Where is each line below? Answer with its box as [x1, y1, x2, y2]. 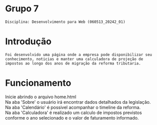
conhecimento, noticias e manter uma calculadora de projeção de [5, 57, 143, 62]
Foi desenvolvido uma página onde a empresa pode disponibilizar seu [5, 52, 153, 57]
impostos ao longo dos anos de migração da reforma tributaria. [5, 61, 141, 66]
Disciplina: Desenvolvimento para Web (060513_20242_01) [5, 19, 126, 24]
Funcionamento [5, 77, 72, 89]
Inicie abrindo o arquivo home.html [5, 94, 77, 100]
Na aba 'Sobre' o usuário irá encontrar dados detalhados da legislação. [5, 99, 151, 105]
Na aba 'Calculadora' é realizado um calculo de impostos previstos [5, 110, 142, 116]
